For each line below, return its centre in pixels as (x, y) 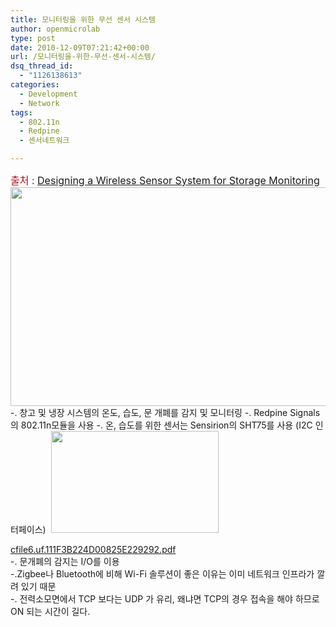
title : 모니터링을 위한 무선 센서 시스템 (83, 19)
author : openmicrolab (55, 29)
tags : (21, 112)
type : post (33, 38)
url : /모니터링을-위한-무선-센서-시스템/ (83, 57)
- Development (48, 94)
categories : (35, 85)
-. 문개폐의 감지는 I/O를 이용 (65, 561)
